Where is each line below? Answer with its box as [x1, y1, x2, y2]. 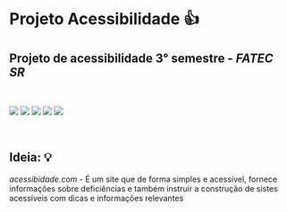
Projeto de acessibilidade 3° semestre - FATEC [9, 50, 274, 65]
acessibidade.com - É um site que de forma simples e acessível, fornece [9, 174, 278, 184]
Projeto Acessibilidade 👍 [9, 9, 199, 30]
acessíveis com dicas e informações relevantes [9, 192, 184, 203]
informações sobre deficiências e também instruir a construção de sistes [9, 182, 279, 194]
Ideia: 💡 [9, 150, 53, 165]
